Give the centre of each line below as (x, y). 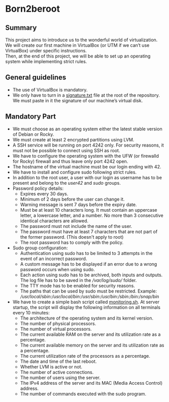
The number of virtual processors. (56, 329)
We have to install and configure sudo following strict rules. (75, 172)
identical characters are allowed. (54, 221)
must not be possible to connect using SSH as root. (66, 150)
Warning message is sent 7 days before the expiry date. (78, 205)
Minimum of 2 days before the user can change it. (72, 199)
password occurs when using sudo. (57, 269)
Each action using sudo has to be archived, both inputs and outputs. (91, 275)
